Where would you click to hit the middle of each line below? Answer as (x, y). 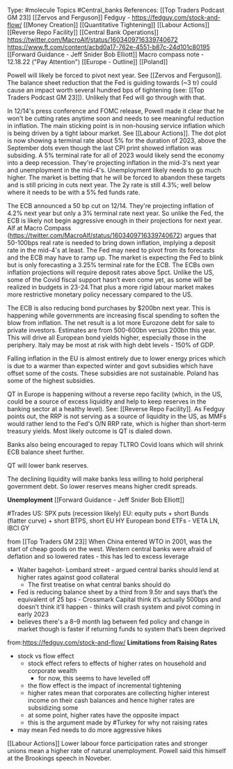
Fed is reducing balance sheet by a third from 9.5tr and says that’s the (117, 592)
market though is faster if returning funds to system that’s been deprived (121, 629)
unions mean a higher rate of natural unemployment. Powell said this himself (116, 751)
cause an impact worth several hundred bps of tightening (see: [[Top (106, 90)
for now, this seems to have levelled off (94, 678)
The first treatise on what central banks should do (99, 585)
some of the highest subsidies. (51, 381)
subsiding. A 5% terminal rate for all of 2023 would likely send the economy (116, 155)
